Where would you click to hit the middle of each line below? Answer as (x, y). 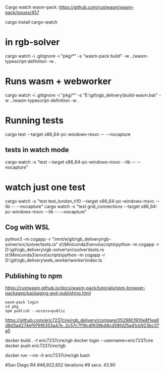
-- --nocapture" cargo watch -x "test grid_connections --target (76, 206)
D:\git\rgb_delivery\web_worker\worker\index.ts (54, 260)
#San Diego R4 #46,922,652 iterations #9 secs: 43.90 (60, 365)
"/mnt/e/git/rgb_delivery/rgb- (82, 239)
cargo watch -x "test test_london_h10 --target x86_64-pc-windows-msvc (80, 201)
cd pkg (12, 307)
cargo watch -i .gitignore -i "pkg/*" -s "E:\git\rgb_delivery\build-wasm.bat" (82, 95)
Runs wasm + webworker (58, 81)
